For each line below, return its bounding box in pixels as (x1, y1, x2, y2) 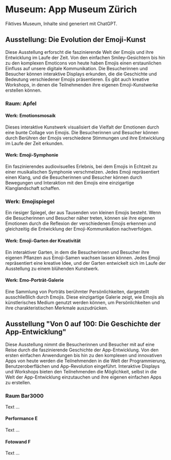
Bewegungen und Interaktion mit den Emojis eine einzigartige (5, 180, 134, 186)
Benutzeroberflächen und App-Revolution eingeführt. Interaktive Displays (5, 363, 160, 369)
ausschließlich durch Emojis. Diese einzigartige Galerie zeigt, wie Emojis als (5, 294, 164, 300)
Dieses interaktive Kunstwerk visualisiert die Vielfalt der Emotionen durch (5, 124, 159, 130)
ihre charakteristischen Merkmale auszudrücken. (5, 305, 108, 311)
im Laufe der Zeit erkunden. (5, 140, 64, 147)
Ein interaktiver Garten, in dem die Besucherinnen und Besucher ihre (5, 249, 150, 255)
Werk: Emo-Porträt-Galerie (5, 277, 64, 283)
